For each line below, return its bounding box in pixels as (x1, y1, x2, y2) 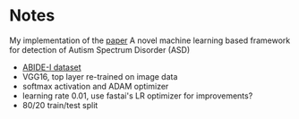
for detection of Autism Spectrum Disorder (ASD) (9, 44, 191, 55)
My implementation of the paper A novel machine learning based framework (9, 35, 291, 46)
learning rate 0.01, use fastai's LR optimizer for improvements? (21, 90, 253, 101)
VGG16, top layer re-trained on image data (21, 71, 178, 81)
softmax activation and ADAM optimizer (21, 81, 169, 91)
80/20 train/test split (21, 99, 98, 110)
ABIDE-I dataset (21, 62, 82, 72)
